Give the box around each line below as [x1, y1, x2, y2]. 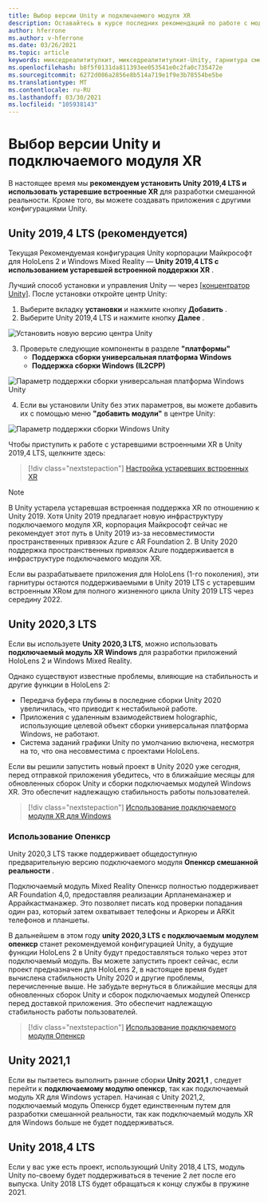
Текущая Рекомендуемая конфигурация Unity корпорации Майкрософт [8, 248, 253, 258]
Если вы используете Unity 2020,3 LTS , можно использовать [8, 639, 218, 649]
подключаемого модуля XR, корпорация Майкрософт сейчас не [8, 519, 228, 529]
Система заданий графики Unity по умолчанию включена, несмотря [19, 737, 254, 747]
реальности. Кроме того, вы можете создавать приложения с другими [8, 195, 251, 205]
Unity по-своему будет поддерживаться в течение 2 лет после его [8, 1170, 237, 1180]
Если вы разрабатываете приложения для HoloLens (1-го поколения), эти [8, 569, 259, 578]
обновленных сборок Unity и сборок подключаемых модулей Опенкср [8, 990, 250, 1000]
